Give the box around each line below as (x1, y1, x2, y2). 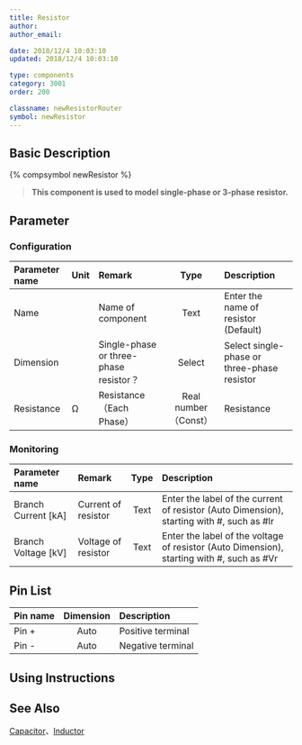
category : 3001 (9, 79, 67, 88)
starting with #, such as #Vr (161, 552, 279, 565)
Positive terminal (119, 625, 190, 638)
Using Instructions (9, 670, 115, 686)
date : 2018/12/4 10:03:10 (9, 46, 106, 55)
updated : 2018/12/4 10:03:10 (9, 55, 119, 64)
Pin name (13, 610, 56, 622)
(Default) (224, 323, 262, 336)
